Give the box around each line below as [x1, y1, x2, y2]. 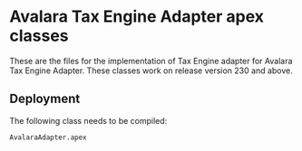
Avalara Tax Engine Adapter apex [9, 6, 265, 27]
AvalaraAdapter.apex [9, 133, 88, 142]
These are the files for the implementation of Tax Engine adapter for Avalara [9, 55, 293, 66]
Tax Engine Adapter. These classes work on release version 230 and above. [9, 65, 293, 76]
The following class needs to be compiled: [9, 115, 168, 126]
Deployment [9, 91, 81, 107]
